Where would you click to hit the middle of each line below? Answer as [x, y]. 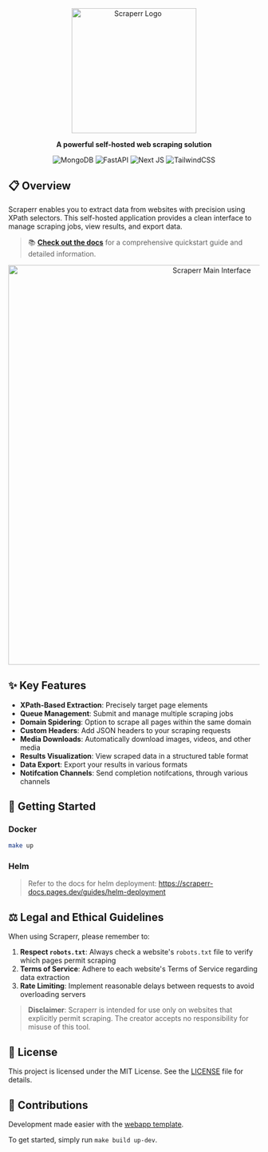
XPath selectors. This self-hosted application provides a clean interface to [130, 217]
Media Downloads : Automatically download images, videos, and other [135, 739]
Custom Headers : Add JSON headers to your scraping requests [125, 730]
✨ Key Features [47, 686]
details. [20, 1080]
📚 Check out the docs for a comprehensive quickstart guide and [135, 242]
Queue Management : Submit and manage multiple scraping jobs [126, 713]
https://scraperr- [186, 883]
